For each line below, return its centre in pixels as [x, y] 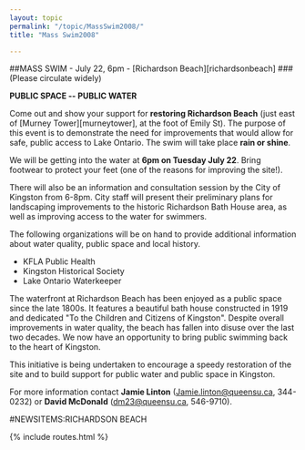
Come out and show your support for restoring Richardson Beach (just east [152, 114]
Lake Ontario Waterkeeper [72, 281]
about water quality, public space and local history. [105, 244]
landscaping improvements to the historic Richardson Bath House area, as [148, 207]
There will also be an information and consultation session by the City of [145, 188]
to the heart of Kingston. [56, 347]
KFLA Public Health [59, 261]
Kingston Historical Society [73, 271]
